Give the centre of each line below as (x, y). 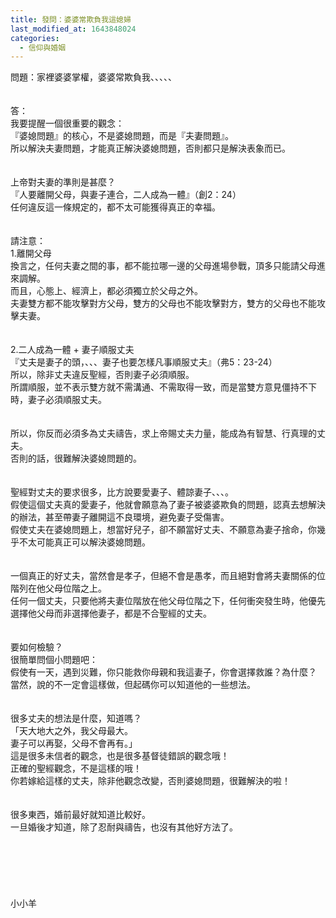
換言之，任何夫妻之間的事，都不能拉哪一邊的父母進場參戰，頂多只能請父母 (163, 266)
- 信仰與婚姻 (43, 47)
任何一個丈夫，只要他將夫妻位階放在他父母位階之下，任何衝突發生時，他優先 (168, 601)
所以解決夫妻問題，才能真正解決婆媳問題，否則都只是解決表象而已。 (150, 148)
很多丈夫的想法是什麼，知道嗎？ (76, 718)
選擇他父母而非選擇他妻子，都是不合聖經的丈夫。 (111, 613)
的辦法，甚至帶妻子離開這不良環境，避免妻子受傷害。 (120, 517)
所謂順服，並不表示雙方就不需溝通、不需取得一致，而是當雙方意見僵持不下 (163, 387)
